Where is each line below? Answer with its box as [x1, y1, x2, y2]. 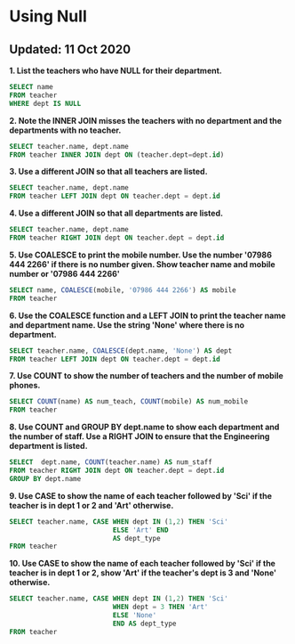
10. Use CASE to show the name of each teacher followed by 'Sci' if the [9, 558, 275, 569]
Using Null [9, 6, 87, 27]
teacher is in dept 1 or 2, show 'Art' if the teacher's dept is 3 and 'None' [9, 567, 277, 578]
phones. [9, 380, 41, 391]
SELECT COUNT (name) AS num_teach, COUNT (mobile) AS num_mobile [9, 397, 249, 406]
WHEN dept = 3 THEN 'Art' [112, 603, 209, 612]
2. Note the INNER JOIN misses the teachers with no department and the [9, 115, 283, 126]
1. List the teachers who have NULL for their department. [9, 65, 222, 76]
